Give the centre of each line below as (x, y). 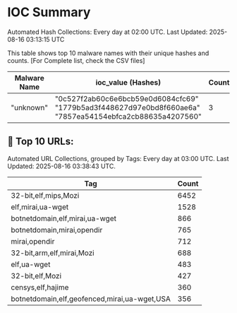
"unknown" (29, 107)
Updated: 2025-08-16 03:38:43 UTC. (62, 166)
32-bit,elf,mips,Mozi (45, 195)
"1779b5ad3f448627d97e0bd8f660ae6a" (127, 107)
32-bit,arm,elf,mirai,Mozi (53, 253)
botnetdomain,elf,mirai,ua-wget (63, 218)
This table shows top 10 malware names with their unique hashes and (108, 53)
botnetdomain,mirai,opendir (57, 230)
